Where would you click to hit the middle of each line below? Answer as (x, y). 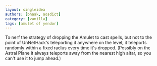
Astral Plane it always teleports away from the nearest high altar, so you (78, 53)
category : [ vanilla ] (26, 19)
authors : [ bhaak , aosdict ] (33, 14)
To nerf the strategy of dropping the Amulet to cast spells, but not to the (78, 37)
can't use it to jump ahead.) (33, 58)
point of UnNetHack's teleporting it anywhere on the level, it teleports (76, 43)
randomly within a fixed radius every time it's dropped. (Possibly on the (78, 48)
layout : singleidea (25, 10)
